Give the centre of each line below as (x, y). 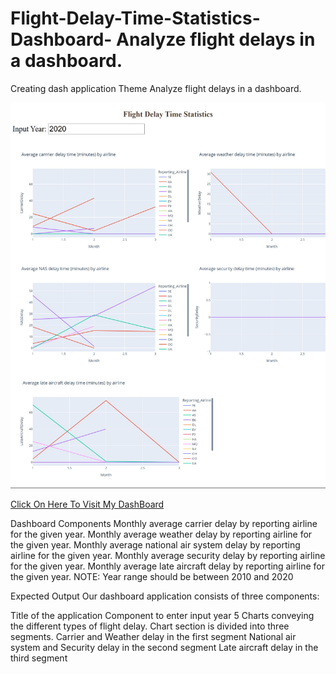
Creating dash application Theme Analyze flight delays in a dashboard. (156, 88)
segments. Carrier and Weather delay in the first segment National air (153, 637)
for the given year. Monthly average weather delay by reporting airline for (161, 534)
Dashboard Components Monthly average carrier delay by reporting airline (164, 524)
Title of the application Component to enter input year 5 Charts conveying (162, 616)
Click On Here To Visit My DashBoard (87, 504)
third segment (39, 658)
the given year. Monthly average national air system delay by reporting (155, 545)
